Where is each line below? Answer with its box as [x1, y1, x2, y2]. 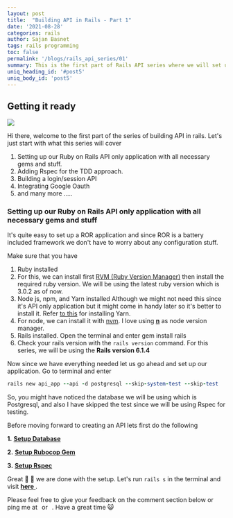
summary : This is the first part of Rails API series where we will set [7, 62, 222, 69]
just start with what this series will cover [7, 139, 122, 148]
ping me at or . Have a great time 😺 [7, 503, 114, 512]
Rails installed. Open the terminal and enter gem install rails [17, 331, 187, 340]
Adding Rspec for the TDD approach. [17, 167, 123, 175]
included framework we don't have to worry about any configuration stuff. [7, 239, 218, 247]
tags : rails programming [7, 42, 79, 49]
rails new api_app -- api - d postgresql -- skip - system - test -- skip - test [7, 381, 218, 388]
